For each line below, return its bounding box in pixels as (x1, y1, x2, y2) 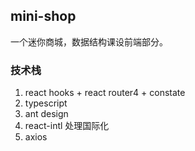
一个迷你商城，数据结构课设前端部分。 (10, 35, 168, 48)
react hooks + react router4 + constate (24, 87, 186, 99)
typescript (24, 97, 68, 109)
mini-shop (10, 8, 77, 25)
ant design (24, 108, 69, 120)
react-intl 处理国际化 (24, 120, 110, 132)
